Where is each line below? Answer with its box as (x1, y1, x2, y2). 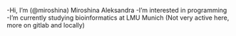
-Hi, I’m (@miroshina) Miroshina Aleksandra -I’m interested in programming (6, 6, 227, 14)
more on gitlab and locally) (6, 21, 85, 29)
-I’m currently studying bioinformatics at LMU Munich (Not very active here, (6, 13, 230, 22)
